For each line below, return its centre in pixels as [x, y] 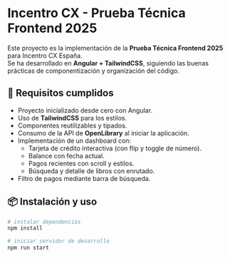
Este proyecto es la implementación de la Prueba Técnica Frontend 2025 [115, 48]
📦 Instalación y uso [52, 202]
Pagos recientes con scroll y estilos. [81, 163]
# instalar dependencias [44, 222]
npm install [25, 228]
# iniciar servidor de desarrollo [59, 241]
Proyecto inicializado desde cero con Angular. [85, 110]
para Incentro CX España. [45, 56]
